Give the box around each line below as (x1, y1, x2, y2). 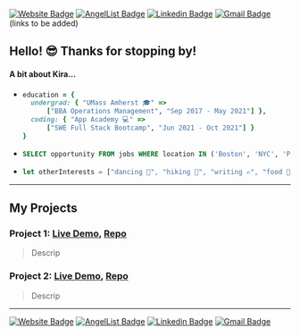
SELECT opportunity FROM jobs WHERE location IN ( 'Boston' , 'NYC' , (21, 149, 279, 158)
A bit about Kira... (9, 68, 77, 80)
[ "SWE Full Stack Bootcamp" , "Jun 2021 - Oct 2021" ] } (46, 123, 255, 133)
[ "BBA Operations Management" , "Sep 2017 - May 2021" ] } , (46, 107, 267, 116)
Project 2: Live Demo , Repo (9, 270, 129, 282)
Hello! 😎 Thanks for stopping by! (9, 44, 197, 59)
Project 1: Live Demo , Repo (9, 227, 127, 239)
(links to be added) (9, 18, 79, 29)
